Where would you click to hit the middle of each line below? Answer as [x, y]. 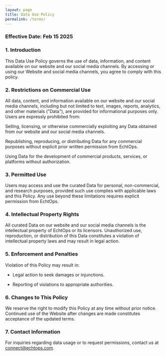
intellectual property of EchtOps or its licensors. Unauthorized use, [74, 230]
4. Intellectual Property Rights [42, 214]
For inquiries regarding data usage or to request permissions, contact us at [82, 342]
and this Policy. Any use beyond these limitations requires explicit [72, 196]
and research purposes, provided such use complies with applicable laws [81, 191]
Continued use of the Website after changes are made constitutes [73, 313]
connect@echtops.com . [30, 348]
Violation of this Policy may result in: [42, 265]
